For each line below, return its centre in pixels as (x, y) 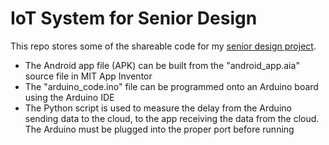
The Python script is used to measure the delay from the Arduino (158, 108)
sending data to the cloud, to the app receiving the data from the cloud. (172, 118)
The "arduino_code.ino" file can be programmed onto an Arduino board (171, 86)
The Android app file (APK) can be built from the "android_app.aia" (162, 65)
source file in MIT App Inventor (88, 76)
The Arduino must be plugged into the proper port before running (159, 129)
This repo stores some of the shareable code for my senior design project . (163, 46)
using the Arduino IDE (69, 97)
